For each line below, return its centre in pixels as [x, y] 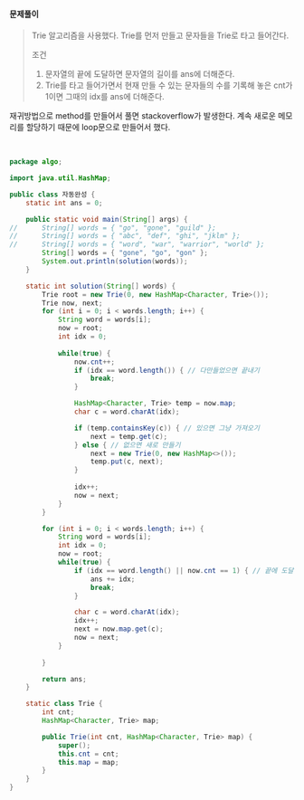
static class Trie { [64, 704]
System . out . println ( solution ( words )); [115, 262]
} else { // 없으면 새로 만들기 [127, 445]
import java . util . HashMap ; [60, 178]
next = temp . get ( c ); [129, 436]
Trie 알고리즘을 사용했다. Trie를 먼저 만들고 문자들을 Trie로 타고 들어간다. [160, 35]
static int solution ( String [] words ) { [101, 286]
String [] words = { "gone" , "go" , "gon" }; [125, 253]
